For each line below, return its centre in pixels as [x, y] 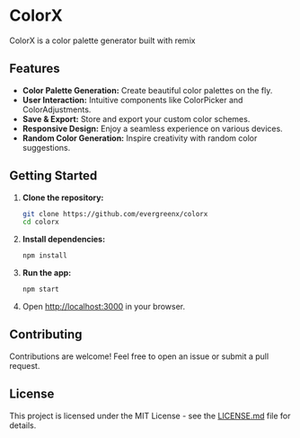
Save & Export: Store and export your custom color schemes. [136, 118]
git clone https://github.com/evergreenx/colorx [115, 214]
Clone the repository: [63, 197]
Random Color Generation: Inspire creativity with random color [140, 138]
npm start [41, 289]
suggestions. [46, 147]
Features [35, 69]
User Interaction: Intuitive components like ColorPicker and [132, 100]
